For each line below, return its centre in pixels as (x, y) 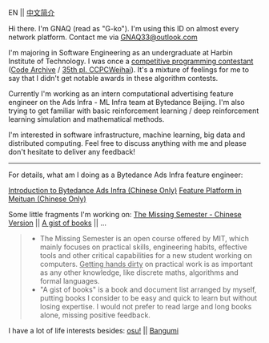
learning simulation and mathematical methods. (86, 119)
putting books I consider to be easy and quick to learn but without (149, 298)
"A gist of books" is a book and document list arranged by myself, (148, 289)
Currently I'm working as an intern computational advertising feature (121, 94)
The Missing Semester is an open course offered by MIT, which (145, 238)
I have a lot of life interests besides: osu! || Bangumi (93, 331)
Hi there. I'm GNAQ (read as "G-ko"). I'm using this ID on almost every (124, 28)
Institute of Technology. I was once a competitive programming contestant (131, 61)
